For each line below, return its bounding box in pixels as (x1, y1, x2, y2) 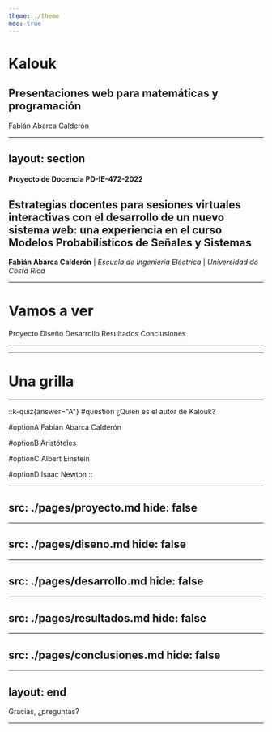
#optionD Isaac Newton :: (8, 469, 93, 479)
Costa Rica (8, 266, 45, 276)
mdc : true (8, 19, 42, 28)
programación (8, 99, 82, 113)
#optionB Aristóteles (8, 439, 77, 448)
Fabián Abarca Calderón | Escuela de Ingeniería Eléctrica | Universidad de (8, 257, 259, 268)
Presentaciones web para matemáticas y (8, 87, 219, 101)
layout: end (8, 685, 67, 699)
